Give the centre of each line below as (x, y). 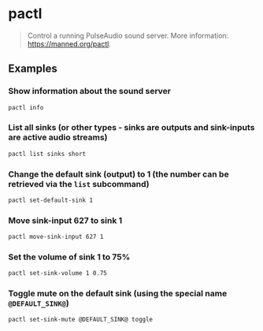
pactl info (26, 107)
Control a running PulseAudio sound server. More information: (128, 35)
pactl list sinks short (47, 154)
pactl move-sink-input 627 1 (56, 237)
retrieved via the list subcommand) (79, 184)
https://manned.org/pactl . (69, 43)
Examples (33, 69)
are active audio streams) (58, 137)
